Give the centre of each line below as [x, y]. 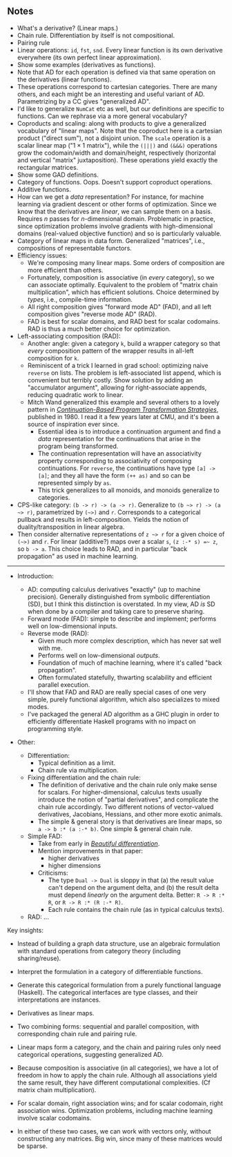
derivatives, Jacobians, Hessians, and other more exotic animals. [130, 814]
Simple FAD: [45, 836]
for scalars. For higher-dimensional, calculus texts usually [120, 792]
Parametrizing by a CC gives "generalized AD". [84, 101]
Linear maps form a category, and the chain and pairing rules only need [119, 1047]
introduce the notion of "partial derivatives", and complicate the [128, 799]
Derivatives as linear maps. [56, 1013]
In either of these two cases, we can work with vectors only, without [114, 1131]
